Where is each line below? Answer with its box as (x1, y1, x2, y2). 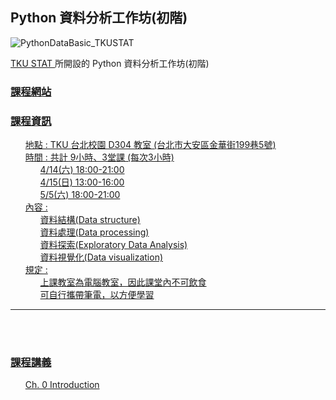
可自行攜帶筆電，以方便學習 (39, 289, 155, 301)
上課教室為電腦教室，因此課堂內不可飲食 (39, 276, 207, 288)
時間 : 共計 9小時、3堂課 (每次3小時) (24, 151, 175, 163)
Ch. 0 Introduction (24, 379, 100, 391)
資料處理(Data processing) (39, 226, 150, 238)
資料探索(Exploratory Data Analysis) (39, 239, 188, 251)
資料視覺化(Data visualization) (39, 251, 164, 263)
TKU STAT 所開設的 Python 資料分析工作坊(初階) (10, 57, 210, 69)
